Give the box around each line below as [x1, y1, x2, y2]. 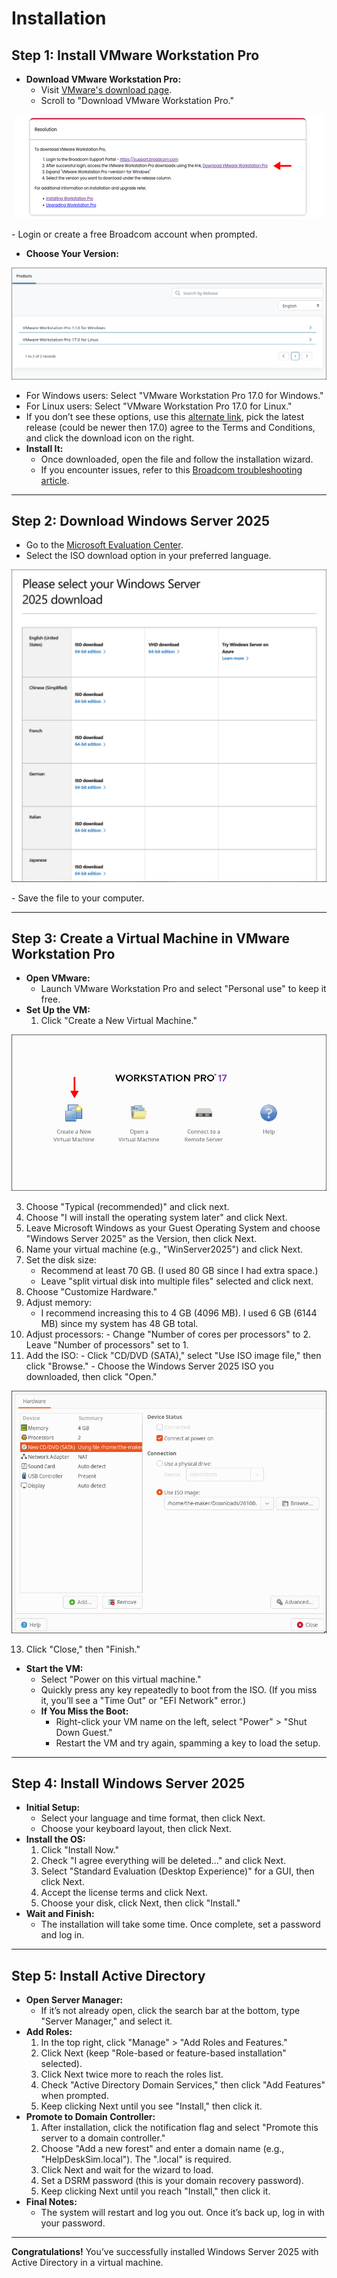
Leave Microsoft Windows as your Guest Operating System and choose [25, 1222, 321, 1234]
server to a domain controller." [40, 2132, 166, 2144]
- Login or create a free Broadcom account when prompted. [11, 228, 258, 240]
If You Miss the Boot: [40, 1705, 129, 1717]
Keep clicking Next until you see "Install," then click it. [40, 2100, 263, 2112]
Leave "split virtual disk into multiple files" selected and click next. [40, 1275, 314, 1287]
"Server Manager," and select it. [40, 2015, 173, 2027]
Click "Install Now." [40, 1844, 119, 1856]
